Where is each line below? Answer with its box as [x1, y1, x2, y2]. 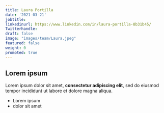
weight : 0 [5, 45, 26, 50]
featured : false [5, 41, 40, 46]
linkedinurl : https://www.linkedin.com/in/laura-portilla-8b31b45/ [5, 21, 152, 27]
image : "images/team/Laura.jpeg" [5, 36, 76, 41]
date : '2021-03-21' [5, 12, 47, 17]
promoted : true [5, 50, 38, 55]
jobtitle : [5, 17, 26, 22]
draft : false [5, 31, 33, 36]
